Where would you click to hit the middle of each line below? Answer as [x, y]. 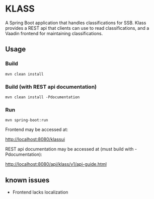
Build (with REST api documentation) [51, 87]
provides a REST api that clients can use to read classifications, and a [77, 28]
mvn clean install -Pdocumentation [43, 97]
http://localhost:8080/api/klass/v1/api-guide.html [56, 164]
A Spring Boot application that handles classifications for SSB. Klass [76, 23]
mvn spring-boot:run [27, 120]
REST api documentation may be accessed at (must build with [69, 149]
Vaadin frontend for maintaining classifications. [54, 33]
